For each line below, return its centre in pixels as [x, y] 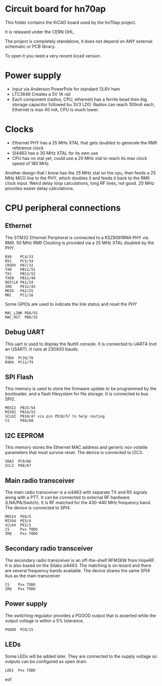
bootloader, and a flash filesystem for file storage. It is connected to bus [77, 394]
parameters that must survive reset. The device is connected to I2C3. [74, 453]
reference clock [28, 148]
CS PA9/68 [19, 421]
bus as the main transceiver [33, 576]
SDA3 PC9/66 [18, 461]
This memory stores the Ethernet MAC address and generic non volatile [76, 447]
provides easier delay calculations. [39, 188]
